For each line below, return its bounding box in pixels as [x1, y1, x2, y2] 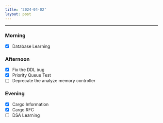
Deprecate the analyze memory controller [12, 78, 96, 84]
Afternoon [5, 55, 30, 62]
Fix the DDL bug [12, 67, 45, 73]
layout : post [5, 12, 32, 17]
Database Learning [12, 43, 50, 49]
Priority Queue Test [12, 72, 51, 78]
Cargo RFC [12, 106, 34, 112]
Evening [5, 90, 25, 97]
